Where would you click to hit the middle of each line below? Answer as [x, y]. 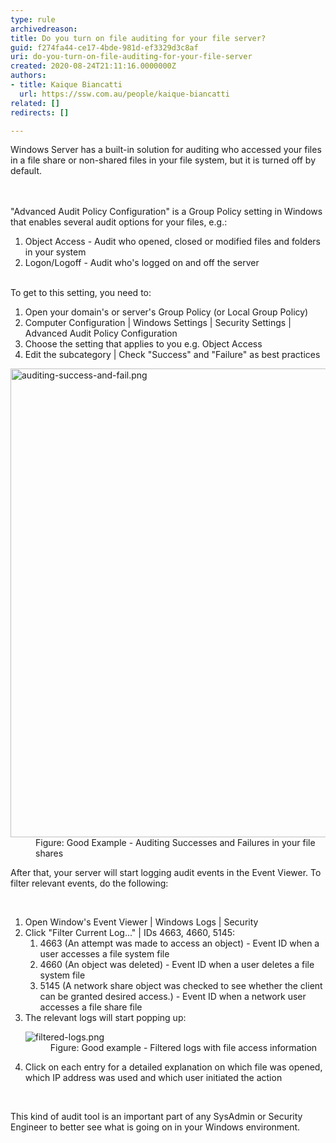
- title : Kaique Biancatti [66, 85]
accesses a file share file [91, 1007]
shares [49, 853]
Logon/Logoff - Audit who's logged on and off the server [142, 263]
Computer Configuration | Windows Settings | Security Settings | [158, 323]
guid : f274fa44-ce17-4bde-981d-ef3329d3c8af [104, 47]
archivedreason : [44, 29]
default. [26, 171]
